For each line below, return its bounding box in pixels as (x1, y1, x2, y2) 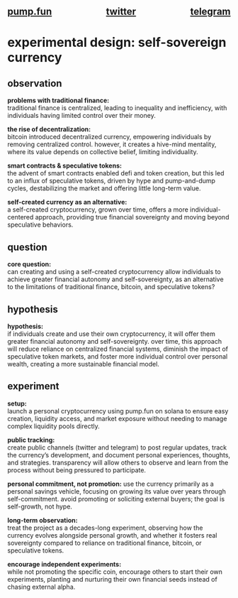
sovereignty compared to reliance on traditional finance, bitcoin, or (7, 538, 202, 547)
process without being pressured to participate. (7, 465, 147, 474)
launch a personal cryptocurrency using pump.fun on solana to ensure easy (7, 406, 229, 415)
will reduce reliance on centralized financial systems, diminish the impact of (7, 344, 229, 354)
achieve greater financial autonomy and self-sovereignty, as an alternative (7, 275, 225, 283)
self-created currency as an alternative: (7, 198, 127, 207)
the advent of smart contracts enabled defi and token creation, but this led (7, 169, 225, 178)
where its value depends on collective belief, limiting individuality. (7, 148, 198, 156)
